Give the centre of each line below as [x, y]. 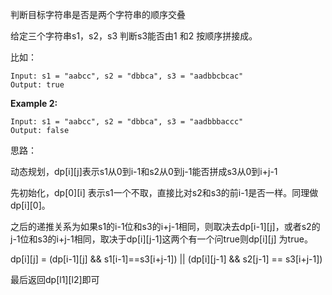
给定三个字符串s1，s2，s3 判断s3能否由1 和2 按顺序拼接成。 [134, 36]
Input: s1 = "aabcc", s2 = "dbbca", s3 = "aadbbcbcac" [127, 76]
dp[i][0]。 [30, 205]
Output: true [37, 85]
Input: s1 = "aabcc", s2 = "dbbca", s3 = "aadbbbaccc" [127, 122]
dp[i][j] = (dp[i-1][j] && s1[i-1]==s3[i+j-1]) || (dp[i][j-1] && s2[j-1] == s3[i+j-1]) [166, 259]
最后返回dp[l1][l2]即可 [55, 279]
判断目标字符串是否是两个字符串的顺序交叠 [98, 14]
